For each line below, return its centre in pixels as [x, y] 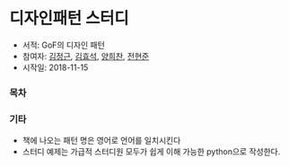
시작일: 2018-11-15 [55, 67]
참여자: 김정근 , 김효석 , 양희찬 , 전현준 [86, 56]
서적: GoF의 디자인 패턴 [63, 45]
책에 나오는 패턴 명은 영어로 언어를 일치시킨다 [101, 141]
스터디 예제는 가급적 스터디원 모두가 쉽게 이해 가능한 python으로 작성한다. [151, 152]
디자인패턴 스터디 [69, 18]
